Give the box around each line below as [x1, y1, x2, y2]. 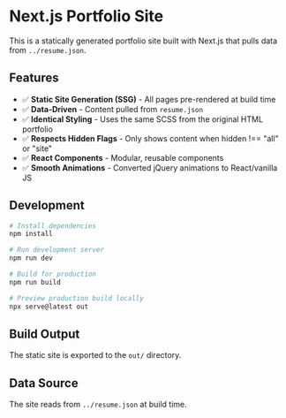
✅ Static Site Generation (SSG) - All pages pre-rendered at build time [21, 94, 276, 104]
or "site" [21, 143, 53, 154]
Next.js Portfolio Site [9, 6, 164, 27]
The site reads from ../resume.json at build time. [9, 399, 187, 410]
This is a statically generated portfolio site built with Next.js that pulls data [9, 35, 278, 46]
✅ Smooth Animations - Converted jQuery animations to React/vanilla [21, 162, 278, 173]
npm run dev [9, 254, 53, 262]
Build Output [9, 326, 80, 341]
